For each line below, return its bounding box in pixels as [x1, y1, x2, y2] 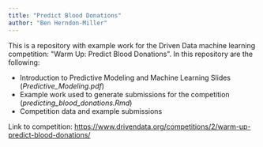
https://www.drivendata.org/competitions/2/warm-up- [73, 122, 251, 131]
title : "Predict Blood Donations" [8, 11, 122, 20]
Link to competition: [8, 122, 73, 131]
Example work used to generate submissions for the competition [19, 89, 231, 99]
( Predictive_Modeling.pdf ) [19, 81, 105, 91]
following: [8, 57, 40, 67]
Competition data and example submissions [19, 106, 163, 115]
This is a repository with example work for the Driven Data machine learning [8, 40, 255, 50]
